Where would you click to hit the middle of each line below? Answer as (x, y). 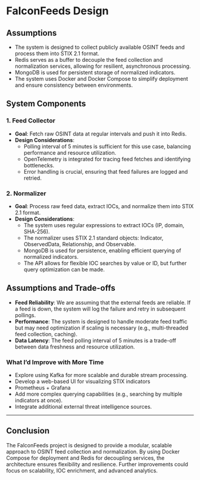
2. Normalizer (26, 193)
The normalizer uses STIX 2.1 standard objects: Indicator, (93, 238)
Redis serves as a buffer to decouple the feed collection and (89, 60)
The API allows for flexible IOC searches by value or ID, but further (105, 263)
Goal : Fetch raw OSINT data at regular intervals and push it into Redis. (101, 134)
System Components (46, 104)
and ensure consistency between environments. (74, 85)
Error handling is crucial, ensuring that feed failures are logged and (106, 171)
